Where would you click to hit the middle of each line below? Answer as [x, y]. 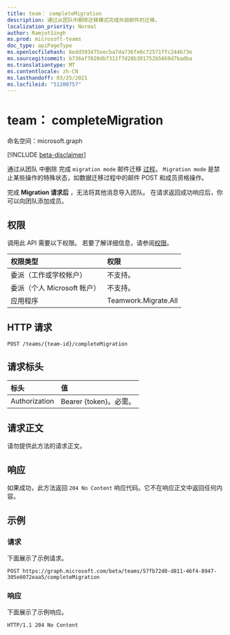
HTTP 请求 [30, 328]
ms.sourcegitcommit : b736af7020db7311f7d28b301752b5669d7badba [100, 59]
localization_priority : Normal [52, 26]
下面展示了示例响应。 [37, 612]
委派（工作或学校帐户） [49, 275]
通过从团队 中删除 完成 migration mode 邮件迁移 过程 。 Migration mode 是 [111, 169]
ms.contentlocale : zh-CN [43, 71]
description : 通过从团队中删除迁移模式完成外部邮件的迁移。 [84, 20]
